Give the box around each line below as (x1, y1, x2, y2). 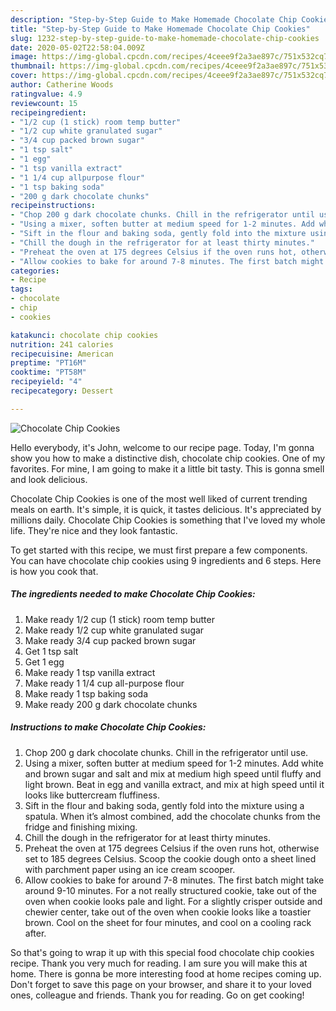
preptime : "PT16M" (10, 358, 87, 368)
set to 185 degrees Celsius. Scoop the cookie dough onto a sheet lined (24, 852, 317, 865)
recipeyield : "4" (10, 377, 83, 387)
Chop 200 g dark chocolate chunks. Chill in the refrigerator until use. (24, 746, 309, 758)
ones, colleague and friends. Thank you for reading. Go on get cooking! (10, 989, 305, 1001)
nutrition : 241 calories (10, 339, 114, 350)
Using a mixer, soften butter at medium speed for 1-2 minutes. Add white (24, 757, 324, 769)
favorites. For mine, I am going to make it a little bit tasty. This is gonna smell (10, 462, 325, 475)
